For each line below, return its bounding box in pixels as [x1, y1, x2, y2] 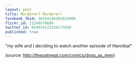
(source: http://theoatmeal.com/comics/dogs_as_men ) [5, 52, 115, 58]
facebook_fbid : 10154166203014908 [5, 16, 76, 21]
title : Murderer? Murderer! [5, 12, 63, 16]
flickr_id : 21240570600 [5, 20, 54, 26]
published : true [5, 30, 38, 34]
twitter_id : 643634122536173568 [5, 25, 71, 30]
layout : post [5, 7, 32, 12]
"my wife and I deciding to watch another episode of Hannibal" [5, 43, 133, 48]
